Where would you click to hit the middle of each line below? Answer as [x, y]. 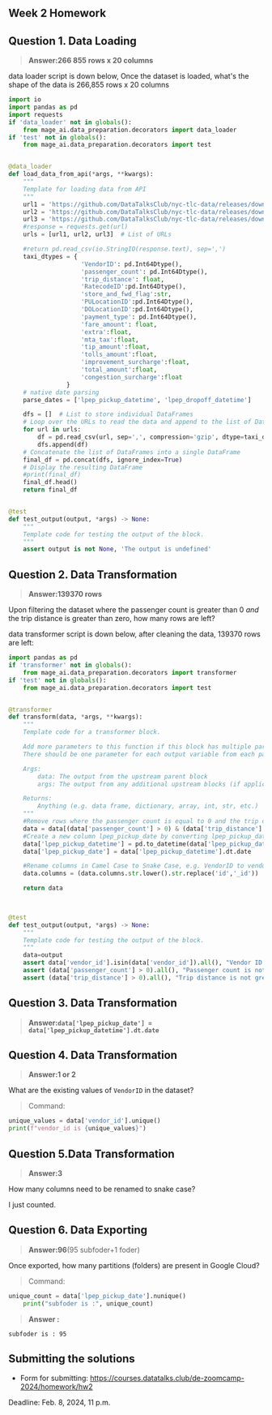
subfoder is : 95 [38, 1334]
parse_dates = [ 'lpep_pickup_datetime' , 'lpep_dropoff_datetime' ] [137, 400]
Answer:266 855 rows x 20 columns [91, 61]
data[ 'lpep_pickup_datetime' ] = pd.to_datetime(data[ [115, 844]
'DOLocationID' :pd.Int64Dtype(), [137, 310]
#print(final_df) [52, 475]
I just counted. [32, 1204]
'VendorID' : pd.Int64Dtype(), [132, 264]
